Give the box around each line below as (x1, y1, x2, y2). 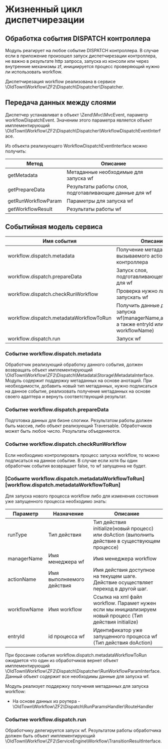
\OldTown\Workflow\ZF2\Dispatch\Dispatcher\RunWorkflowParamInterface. (5, 668, 161, 674)
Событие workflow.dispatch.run (5, 716, 86, 723)
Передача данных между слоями (5, 98, 116, 107)
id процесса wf (48, 633, 85, 640)
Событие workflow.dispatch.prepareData (5, 406, 109, 413)
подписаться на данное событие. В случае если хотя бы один (5, 457, 137, 463)
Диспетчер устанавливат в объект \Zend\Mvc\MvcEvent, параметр (5, 111, 148, 117)
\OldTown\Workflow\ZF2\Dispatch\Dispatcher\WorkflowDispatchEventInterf (5, 128, 161, 134)
